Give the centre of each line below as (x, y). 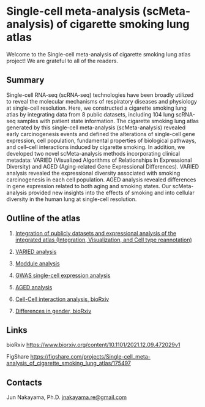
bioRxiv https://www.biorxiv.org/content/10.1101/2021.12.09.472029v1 (93, 345)
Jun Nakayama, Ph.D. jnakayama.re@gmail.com (67, 397)
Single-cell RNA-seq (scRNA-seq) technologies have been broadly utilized (100, 95)
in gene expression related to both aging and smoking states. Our (89, 186)
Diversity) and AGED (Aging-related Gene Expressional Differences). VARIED (103, 166)
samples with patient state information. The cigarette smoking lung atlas (108, 121)
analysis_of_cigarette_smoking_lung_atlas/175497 (69, 363)
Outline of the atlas (43, 219)
